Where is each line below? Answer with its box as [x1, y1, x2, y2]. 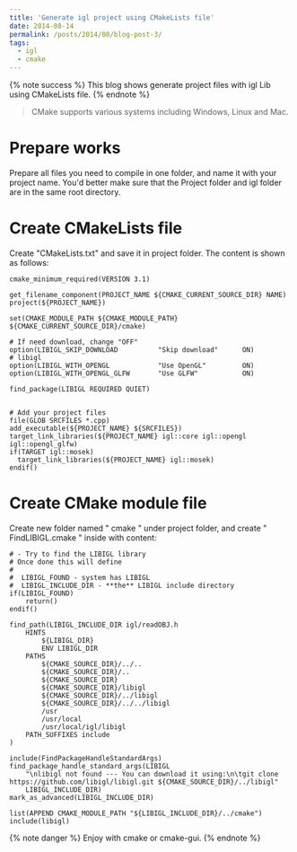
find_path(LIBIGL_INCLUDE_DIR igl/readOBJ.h [9, 620, 179, 629]
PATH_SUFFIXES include [25, 730, 110, 739]
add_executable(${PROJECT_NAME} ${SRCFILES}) [9, 424, 182, 433]
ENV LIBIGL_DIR [41, 644, 99, 653]
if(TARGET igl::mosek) [9, 447, 94, 456]
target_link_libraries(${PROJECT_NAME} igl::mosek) [17, 455, 215, 464]
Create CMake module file [9, 493, 207, 514]
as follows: [9, 257, 49, 268]
